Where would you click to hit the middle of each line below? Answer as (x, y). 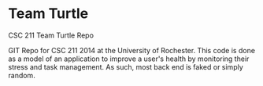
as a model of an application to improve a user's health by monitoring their (129, 59)
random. (22, 75)
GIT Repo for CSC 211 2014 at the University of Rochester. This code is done (132, 50)
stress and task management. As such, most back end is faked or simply (126, 66)
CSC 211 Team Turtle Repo (51, 35)
